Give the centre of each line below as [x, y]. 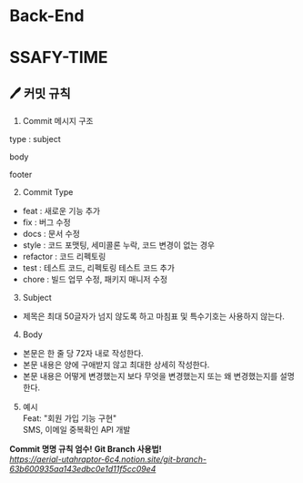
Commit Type [48, 192]
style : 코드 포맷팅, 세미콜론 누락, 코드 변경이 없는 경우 [119, 245]
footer [21, 175]
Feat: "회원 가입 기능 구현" [70, 418]
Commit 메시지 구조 [58, 121]
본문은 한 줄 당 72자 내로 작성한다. [83, 354]
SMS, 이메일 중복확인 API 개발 [76, 430]
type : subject [35, 139]
